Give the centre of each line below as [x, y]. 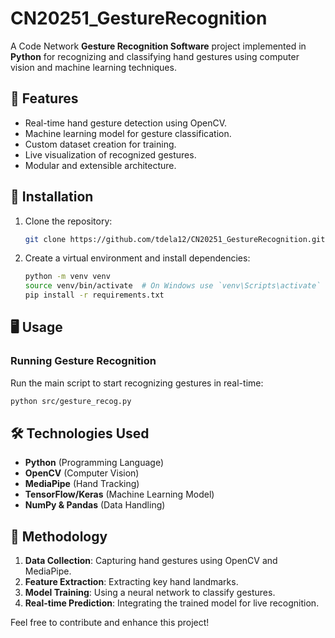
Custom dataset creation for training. [100, 144]
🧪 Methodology [59, 536]
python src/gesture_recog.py [71, 401]
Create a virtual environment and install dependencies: [137, 258]
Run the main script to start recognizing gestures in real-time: [137, 383]
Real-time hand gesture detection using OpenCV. [126, 123]
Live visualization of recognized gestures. [110, 154]
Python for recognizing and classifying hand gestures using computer [155, 56]
